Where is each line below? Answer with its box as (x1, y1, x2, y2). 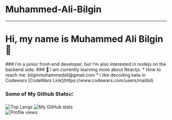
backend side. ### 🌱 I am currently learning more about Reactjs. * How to (5, 66, 161, 73)
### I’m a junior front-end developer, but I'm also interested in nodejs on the (5, 61, 166, 67)
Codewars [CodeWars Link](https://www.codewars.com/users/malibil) (5, 77, 154, 83)
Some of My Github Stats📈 (5, 90, 74, 98)
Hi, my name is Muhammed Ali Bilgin (5, 33, 164, 45)
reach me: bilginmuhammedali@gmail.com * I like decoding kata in (5, 71, 146, 78)
